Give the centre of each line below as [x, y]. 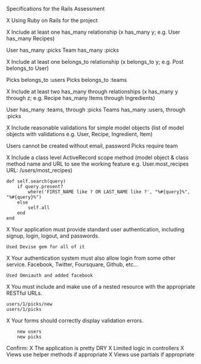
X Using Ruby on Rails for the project [52, 20]
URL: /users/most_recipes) [40, 170]
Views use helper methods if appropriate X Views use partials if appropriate [100, 354]
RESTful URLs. [24, 293]
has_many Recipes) [30, 38]
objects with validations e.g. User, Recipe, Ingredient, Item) [79, 134]
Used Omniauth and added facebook [50, 275]
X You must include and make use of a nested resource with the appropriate [101, 287]
